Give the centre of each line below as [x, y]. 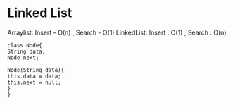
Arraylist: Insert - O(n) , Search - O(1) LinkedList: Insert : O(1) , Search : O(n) [117, 32]
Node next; [23, 58]
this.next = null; [34, 82]
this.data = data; [34, 76]
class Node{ [25, 45]
